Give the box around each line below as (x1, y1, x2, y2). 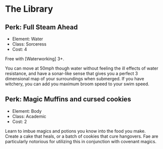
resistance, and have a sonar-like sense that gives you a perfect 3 (5, 71, 138, 76)
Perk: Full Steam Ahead (5, 23, 78, 31)
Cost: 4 (12, 47, 27, 52)
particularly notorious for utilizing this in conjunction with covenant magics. (5, 138, 157, 144)
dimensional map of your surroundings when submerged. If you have (5, 76, 144, 81)
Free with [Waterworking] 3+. (5, 56, 65, 62)
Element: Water (12, 36, 43, 42)
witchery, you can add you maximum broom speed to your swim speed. (5, 81, 149, 87)
